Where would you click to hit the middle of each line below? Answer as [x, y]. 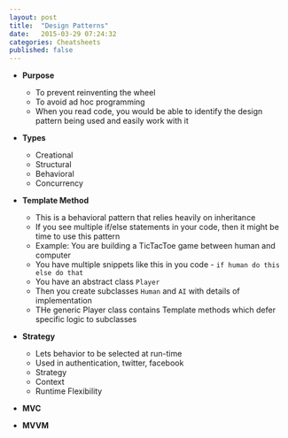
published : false [41, 50]
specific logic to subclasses [86, 319]
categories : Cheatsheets [55, 42]
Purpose [38, 75]
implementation [64, 301]
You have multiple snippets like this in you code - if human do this [158, 265]
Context [50, 382]
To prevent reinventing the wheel [95, 93]
